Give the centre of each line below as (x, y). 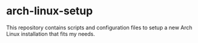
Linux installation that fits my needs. (51, 33)
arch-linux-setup (49, 11)
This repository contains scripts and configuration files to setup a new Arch (99, 27)
